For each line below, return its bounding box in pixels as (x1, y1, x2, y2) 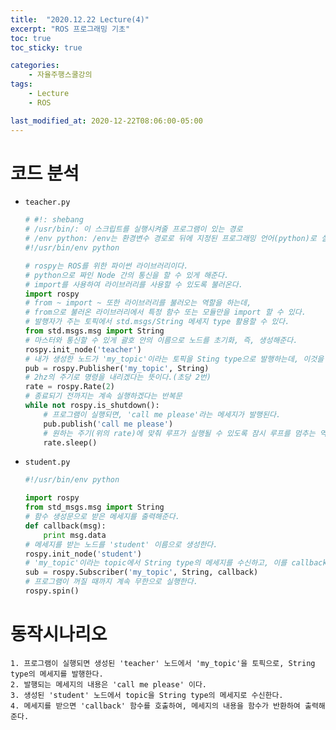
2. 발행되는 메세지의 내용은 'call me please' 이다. (10, 679, 208, 690)
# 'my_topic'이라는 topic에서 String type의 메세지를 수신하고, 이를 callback (24, 558, 328, 568)
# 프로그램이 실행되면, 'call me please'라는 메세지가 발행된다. (43, 409, 282, 420)
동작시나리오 (10, 623, 108, 646)
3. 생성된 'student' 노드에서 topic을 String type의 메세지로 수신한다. (10, 690, 284, 700)
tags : (10, 79, 33, 90)
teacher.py (24, 197, 71, 208)
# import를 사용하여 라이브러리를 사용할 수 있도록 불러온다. (24, 279, 243, 290)
